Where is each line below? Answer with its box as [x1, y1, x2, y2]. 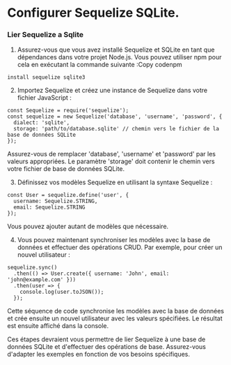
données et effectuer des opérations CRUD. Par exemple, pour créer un [17, 243, 223, 252]
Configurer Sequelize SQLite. [7, 5, 180, 21]
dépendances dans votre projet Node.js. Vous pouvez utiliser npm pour [17, 53, 222, 61]
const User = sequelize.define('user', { [7, 192, 129, 199]
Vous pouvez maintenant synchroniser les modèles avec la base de [17, 236, 211, 244]
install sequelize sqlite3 [7, 74, 86, 81]
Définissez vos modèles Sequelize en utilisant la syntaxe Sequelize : [17, 178, 213, 186]
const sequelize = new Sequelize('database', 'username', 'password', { [7, 113, 223, 120]
